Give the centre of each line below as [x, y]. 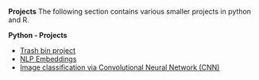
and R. [19, 20]
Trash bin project [48, 50]
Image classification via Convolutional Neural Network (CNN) [120, 67]
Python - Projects [38, 35]
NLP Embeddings [48, 59]
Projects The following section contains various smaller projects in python [130, 11]
